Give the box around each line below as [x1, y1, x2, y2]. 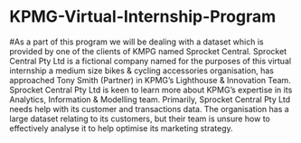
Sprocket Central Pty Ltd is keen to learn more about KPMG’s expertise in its [9, 84, 293, 95]
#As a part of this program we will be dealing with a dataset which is [9, 36, 264, 47]
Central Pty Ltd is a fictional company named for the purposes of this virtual [9, 55, 292, 66]
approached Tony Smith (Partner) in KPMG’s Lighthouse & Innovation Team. [9, 74, 291, 85]
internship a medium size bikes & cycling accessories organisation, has [9, 65, 274, 76]
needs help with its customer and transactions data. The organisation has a [9, 103, 289, 114]
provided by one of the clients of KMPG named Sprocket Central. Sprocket [9, 45, 287, 56]
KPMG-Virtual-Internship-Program [9, 6, 277, 27]
